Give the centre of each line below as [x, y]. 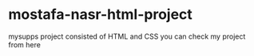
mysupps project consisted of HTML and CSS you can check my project [127, 36]
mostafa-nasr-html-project [101, 15]
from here [25, 44]
